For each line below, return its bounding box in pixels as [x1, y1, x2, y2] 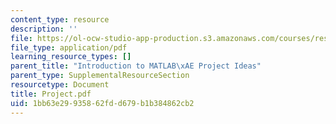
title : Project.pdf [10, 89, 92, 99]
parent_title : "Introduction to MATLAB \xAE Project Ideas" [10, 61, 262, 71]
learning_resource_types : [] [10, 52, 132, 62]
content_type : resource [10, 14, 110, 25]
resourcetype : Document [10, 80, 110, 90]
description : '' [10, 24, 78, 34]
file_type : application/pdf [10, 42, 128, 53]
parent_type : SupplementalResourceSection [10, 71, 190, 81]
